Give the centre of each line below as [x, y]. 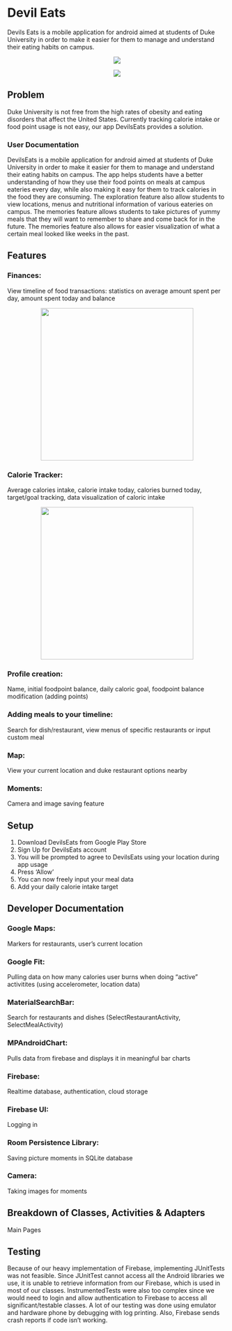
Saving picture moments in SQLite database [70, 1157]
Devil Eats [37, 13]
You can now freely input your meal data [75, 879]
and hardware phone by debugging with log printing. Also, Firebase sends [114, 1313]
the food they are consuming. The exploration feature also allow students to [116, 197]
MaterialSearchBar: [41, 1002]
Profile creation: [35, 674]
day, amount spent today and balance [61, 298]
